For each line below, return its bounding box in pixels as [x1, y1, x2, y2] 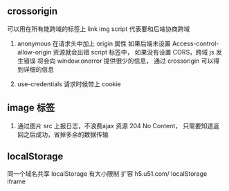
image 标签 [7, 102, 55, 114]
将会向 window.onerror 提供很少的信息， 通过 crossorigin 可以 [37, 57, 214, 65]
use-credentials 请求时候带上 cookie [17, 79, 121, 88]
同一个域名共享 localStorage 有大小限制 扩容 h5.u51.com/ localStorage [7, 170, 208, 178]
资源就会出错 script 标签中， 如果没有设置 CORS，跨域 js [53, 48, 214, 56]
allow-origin [17, 48, 52, 56]
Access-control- [172, 39, 219, 48]
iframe [7, 177, 26, 185]
